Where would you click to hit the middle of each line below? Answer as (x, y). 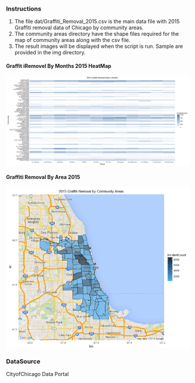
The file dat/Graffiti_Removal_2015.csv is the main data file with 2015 (97, 22)
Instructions (24, 9)
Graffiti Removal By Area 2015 (43, 177)
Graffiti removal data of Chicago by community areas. (79, 27)
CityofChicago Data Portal (37, 374)
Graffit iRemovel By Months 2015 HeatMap (59, 65)
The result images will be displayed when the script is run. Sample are (99, 46)
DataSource (23, 361)
